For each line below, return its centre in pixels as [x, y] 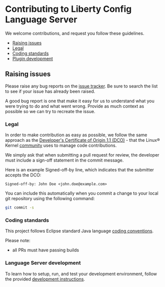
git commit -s [20, 208]
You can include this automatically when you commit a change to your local [82, 193]
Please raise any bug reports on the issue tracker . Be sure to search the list [82, 86]
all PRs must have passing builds [45, 250]
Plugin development [33, 58]
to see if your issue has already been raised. [50, 91]
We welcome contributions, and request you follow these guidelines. [75, 33]
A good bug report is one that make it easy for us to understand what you [80, 101]
